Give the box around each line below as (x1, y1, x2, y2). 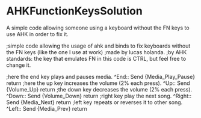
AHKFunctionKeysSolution (6, 4, 143, 18)
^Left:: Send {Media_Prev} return (6, 105, 87, 112)
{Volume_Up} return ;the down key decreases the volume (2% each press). (6, 85, 193, 93)
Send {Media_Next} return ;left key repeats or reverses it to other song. (6, 98, 183, 106)
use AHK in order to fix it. (6, 30, 69, 37)
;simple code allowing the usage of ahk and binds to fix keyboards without (6, 42, 191, 49)
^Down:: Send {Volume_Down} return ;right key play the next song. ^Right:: (6, 92, 191, 99)
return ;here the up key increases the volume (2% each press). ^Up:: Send (6, 79, 190, 87)
